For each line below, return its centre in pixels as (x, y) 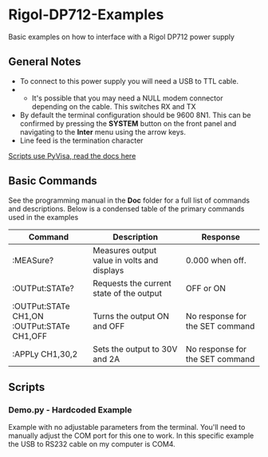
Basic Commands (53, 181)
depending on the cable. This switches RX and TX (114, 106)
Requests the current (132, 283)
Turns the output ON (131, 316)
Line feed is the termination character (81, 140)
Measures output (125, 250)
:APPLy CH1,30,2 (45, 354)
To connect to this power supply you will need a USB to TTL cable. (129, 81)
